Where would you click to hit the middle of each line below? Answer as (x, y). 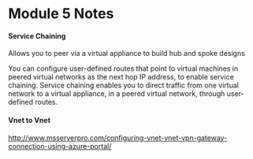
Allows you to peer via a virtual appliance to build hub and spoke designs (127, 54)
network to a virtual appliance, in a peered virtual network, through (117, 94)
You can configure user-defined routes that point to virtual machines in (123, 68)
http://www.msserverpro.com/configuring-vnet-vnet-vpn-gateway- (118, 138)
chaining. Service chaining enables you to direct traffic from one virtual (123, 85)
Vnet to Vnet (30, 120)
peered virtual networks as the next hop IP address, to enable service (121, 77)
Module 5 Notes (61, 14)
